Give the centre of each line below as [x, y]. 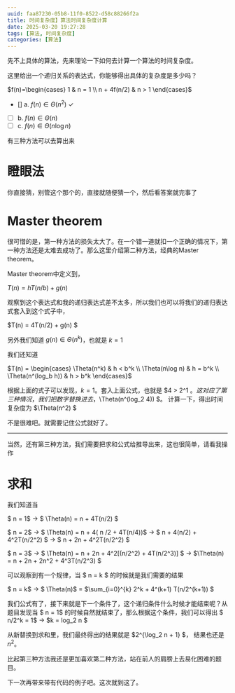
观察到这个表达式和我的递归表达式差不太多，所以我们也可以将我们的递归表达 [117, 302]
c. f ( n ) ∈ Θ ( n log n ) [44, 125]
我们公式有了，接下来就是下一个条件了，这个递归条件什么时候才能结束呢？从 [117, 604]
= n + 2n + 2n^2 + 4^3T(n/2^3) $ [54, 561]
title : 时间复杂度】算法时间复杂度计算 [57, 20]
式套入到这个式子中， [38, 311]
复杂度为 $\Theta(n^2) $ [42, 408]
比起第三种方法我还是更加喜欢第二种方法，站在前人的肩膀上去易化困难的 [111, 659]
